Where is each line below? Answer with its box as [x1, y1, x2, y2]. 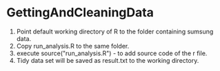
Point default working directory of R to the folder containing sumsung [16, 27, 214, 35]
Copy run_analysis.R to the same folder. [16, 42, 130, 50]
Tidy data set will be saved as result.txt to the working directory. [16, 56, 199, 64]
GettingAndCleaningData [6, 5, 154, 20]
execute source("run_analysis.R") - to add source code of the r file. [16, 49, 208, 57]
